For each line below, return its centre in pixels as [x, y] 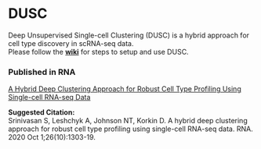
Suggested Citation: [42, 112]
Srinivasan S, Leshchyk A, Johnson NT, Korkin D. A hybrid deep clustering [128, 121]
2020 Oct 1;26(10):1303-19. [52, 137]
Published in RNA [42, 72]
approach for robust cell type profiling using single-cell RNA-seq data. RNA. [130, 129]
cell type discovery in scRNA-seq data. [71, 43]
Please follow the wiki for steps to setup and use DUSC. [99, 51]
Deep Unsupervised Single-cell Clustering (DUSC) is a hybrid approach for [129, 35]
